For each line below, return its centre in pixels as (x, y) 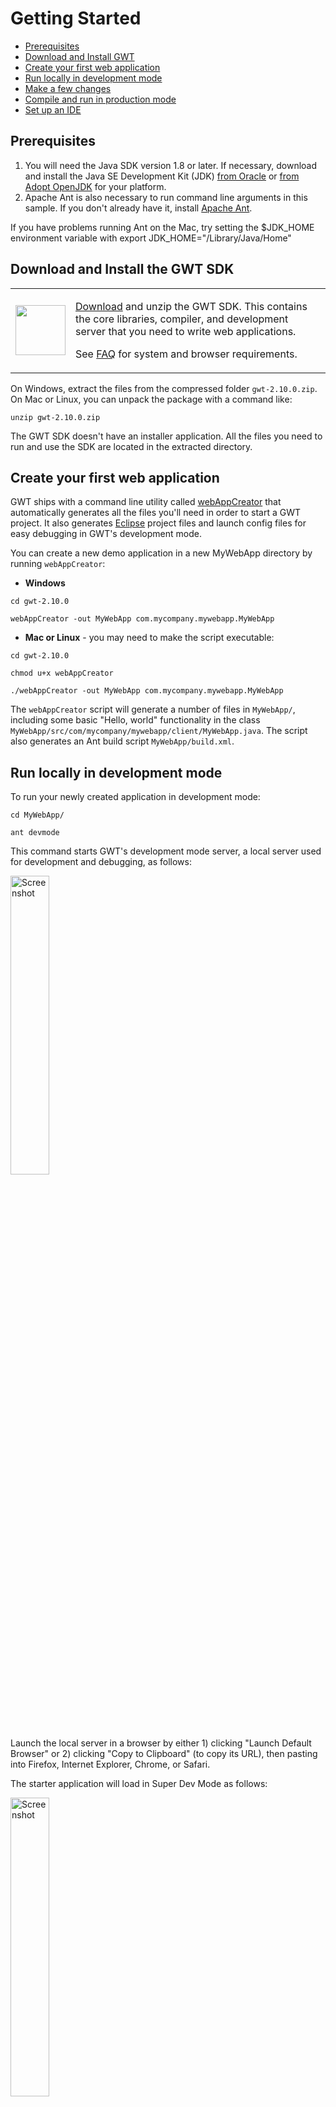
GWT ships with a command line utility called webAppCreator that (146, 502)
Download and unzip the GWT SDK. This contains (191, 306)
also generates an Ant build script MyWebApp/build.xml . (122, 741)
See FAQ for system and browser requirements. (186, 354)
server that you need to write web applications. (186, 331)
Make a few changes (68, 88)
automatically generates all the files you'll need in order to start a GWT (155, 513)
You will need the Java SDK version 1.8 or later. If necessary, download (171, 165)
